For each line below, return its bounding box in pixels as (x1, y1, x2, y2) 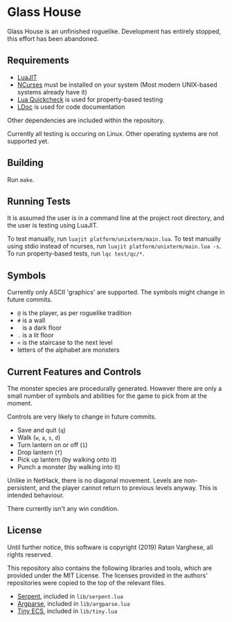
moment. (7, 399, 33, 407)
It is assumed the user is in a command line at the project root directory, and (7, 214, 225, 222)
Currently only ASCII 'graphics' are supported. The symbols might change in (7, 288, 225, 296)
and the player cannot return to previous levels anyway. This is (39, 484, 218, 491)
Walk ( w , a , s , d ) (17, 433, 61, 442)
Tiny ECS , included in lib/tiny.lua (17, 607, 118, 615)
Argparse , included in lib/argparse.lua (17, 599, 130, 607)
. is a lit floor (17, 331, 54, 339)
